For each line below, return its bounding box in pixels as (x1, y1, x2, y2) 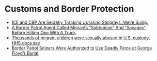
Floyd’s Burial (11, 50, 39, 56)
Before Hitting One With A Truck (11, 30, 76, 35)
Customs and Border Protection (4, 3, 134, 15)
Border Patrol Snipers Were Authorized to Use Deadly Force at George (11, 45, 152, 51)
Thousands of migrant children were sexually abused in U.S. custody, (11, 35, 150, 41)
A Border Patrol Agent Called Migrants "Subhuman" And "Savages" (11, 24, 146, 30)
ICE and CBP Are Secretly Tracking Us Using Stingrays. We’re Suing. (11, 19, 148, 25)
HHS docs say (11, 40, 40, 46)
